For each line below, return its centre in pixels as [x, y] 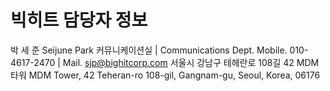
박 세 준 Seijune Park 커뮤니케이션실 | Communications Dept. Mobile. [149, 50]
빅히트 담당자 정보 [79, 20]
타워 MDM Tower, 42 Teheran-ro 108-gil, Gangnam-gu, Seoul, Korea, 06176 [165, 75]
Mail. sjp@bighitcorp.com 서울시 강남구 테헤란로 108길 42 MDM [191, 62]
